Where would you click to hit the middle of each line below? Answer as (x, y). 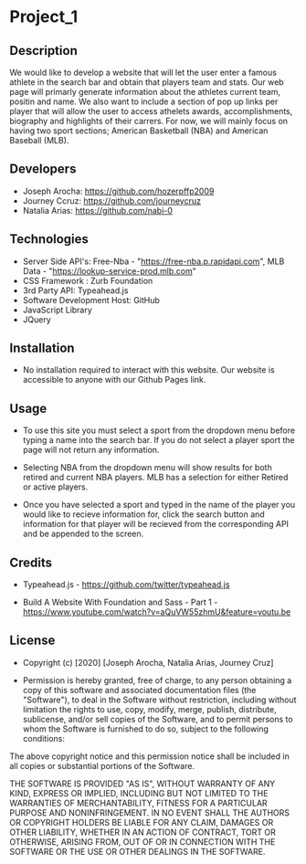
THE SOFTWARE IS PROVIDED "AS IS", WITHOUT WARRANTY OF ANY (142, 784)
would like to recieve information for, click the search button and (143, 514)
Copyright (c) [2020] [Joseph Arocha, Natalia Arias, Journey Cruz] (148, 662)
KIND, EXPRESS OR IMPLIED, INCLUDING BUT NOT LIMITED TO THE (139, 793)
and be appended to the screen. (83, 534)
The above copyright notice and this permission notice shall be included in (149, 756)
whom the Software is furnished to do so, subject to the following (146, 729)
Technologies (49, 239)
